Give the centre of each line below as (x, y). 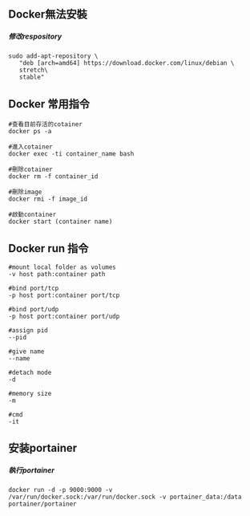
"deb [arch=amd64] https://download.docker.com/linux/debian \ (127, 63)
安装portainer (43, 448)
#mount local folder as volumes (62, 267)
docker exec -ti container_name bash (71, 154)
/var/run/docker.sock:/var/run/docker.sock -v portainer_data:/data (125, 497)
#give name (26, 351)
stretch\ (33, 71)
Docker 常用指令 (49, 104)
